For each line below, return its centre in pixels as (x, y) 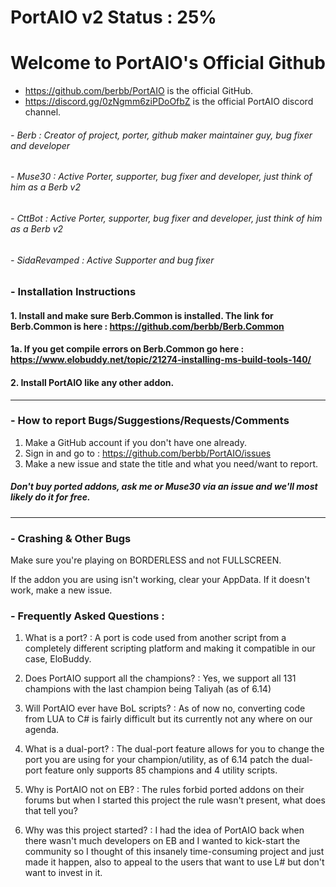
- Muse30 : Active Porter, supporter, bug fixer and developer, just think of (161, 177)
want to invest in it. (63, 873)
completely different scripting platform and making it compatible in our (170, 648)
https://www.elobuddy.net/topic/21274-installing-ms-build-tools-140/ (161, 360)
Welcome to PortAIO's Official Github (168, 63)
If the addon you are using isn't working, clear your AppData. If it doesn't (160, 580)
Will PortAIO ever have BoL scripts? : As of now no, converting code (165, 708)
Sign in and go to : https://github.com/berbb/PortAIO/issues (148, 453)
